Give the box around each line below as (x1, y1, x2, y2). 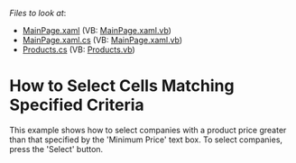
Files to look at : (9, 8, 67, 18)
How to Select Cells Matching (9, 76, 235, 96)
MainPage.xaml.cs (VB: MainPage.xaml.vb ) (22, 35, 183, 45)
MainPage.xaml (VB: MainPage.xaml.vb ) (22, 25, 171, 35)
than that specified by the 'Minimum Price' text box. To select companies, (9, 134, 282, 145)
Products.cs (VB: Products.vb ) (22, 44, 135, 55)
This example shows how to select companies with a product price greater (9, 124, 287, 135)
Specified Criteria (9, 95, 144, 115)
